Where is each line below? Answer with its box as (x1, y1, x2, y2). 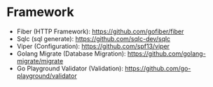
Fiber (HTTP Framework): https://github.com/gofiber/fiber (16, 27, 184, 35)
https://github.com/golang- (128, 49, 206, 58)
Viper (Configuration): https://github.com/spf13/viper (16, 42, 170, 50)
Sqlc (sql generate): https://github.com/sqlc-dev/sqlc (16, 34, 171, 42)
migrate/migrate (16, 56, 64, 65)
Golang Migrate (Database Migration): (16, 49, 127, 58)
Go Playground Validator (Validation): (16, 64, 124, 72)
